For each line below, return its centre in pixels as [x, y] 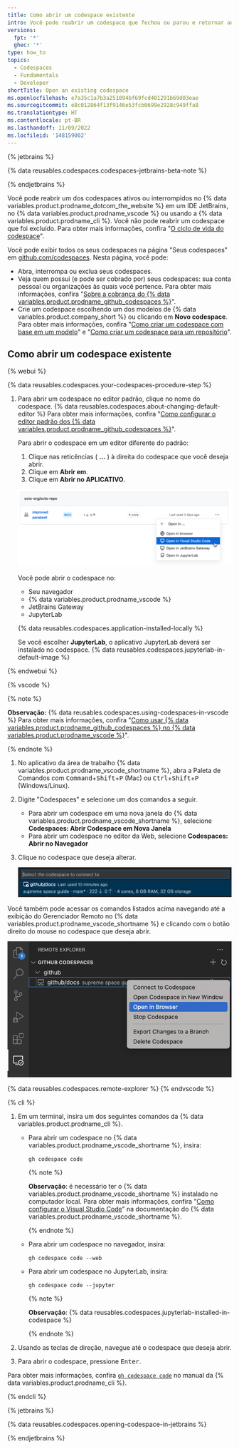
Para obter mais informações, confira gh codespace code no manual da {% [116, 1376]
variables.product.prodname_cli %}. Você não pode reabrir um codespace [116, 220]
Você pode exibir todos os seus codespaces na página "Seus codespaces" [117, 250]
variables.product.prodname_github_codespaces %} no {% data [101, 727]
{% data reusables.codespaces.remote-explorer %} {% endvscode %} [111, 1089]
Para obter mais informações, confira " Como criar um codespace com [121, 324]
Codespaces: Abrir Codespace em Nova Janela [100, 828]
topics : [19, 61]
